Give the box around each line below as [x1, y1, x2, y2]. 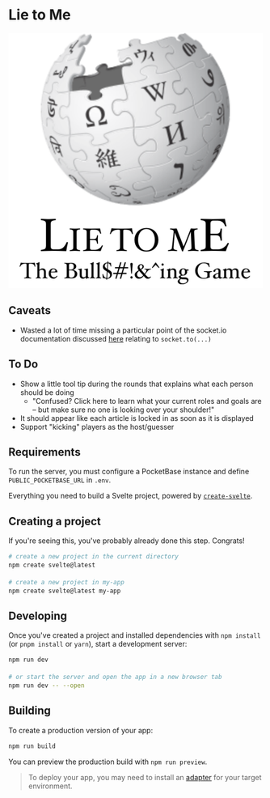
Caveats [8, 303, 51, 317]
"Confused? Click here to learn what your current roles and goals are [32, 396, 262, 405]
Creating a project [8, 514, 101, 528]
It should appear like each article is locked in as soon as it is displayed [19, 413, 255, 422]
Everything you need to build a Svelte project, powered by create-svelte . [8, 491, 253, 501]
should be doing [19, 387, 74, 397]
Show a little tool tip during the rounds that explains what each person [19, 379, 254, 388]
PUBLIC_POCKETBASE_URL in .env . [8, 475, 112, 485]
